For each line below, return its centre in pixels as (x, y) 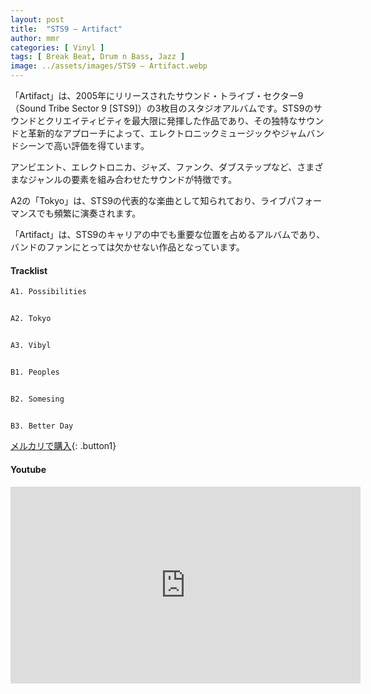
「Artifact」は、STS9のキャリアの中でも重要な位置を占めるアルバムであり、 (168, 234)
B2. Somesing (37, 399)
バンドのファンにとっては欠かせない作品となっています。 (127, 247)
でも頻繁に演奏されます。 (89, 213)
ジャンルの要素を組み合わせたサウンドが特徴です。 (132, 179)
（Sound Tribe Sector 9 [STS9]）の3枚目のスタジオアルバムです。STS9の (162, 108)
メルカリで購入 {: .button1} (63, 446)
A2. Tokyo (31, 319)
